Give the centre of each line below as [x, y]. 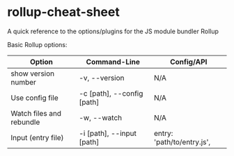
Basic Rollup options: [37, 44]
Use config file [35, 98]
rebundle [25, 122]
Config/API [188, 62]
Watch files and [36, 113]
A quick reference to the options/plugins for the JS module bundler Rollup [113, 31]
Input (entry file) [37, 137]
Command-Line [113, 62]
